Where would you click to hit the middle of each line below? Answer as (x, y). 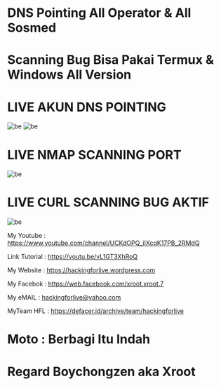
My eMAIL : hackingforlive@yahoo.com (64, 298)
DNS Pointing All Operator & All (99, 13)
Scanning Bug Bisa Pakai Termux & (110, 60)
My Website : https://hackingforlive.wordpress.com (81, 270)
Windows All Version (69, 75)
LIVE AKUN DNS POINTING (87, 107)
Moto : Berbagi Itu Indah (79, 339)
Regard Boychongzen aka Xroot (102, 372)
